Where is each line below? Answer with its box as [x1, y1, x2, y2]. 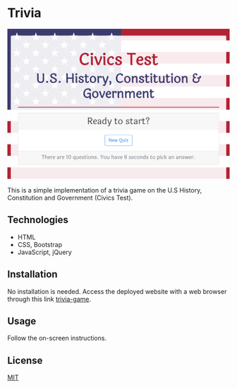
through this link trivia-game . [7, 295, 92, 303]
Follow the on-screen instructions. [7, 334, 107, 343]
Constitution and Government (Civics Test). [7, 193, 133, 202]
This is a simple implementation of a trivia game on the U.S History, [7, 186, 202, 195]
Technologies [7, 214, 69, 226]
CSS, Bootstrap [17, 240, 63, 249]
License [7, 354, 43, 366]
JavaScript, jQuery [17, 248, 72, 256]
